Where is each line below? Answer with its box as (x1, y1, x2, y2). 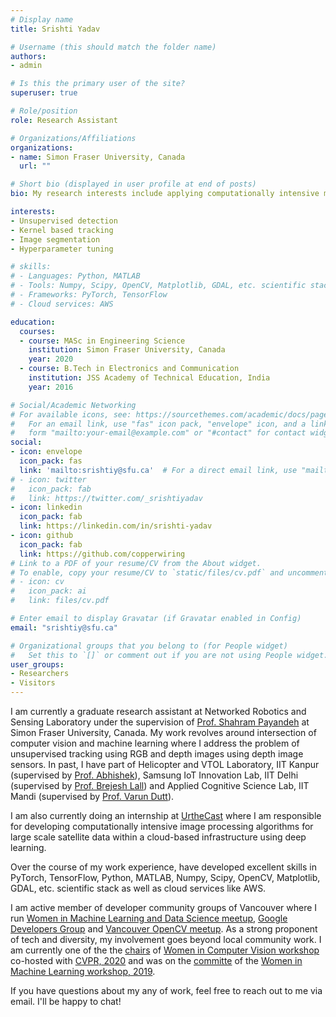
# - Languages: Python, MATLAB (10, 271, 141, 281)
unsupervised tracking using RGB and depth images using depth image (10, 748, 304, 760)
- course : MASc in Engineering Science (19, 336, 186, 346)
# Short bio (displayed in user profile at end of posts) (10, 179, 257, 190)
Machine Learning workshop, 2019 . (10, 966, 156, 977)
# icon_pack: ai (10, 586, 87, 596)
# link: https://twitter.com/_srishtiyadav (10, 493, 203, 503)
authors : (10, 51, 47, 61)
